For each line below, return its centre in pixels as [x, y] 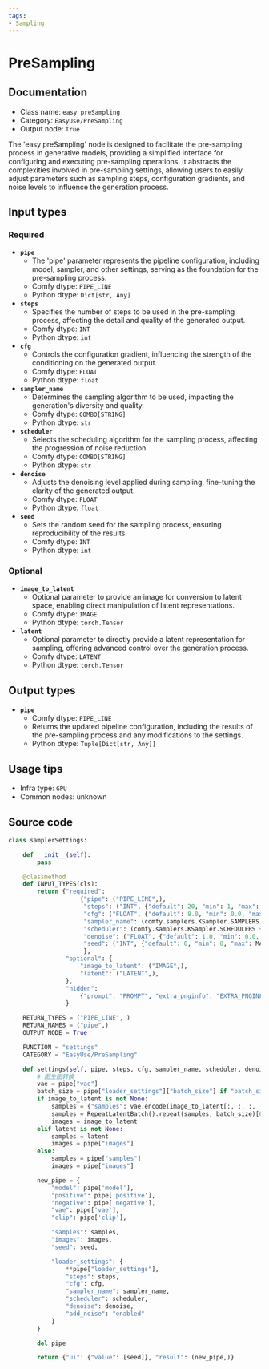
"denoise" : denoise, [100, 1306]
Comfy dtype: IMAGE [64, 614]
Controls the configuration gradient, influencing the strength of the [142, 354]
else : [46, 1151]
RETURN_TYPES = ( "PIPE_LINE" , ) [76, 1018]
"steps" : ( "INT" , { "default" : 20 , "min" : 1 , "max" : [172, 907]
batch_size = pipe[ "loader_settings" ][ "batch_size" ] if [132, 1092]
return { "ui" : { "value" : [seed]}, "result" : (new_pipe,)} [136, 1358]
